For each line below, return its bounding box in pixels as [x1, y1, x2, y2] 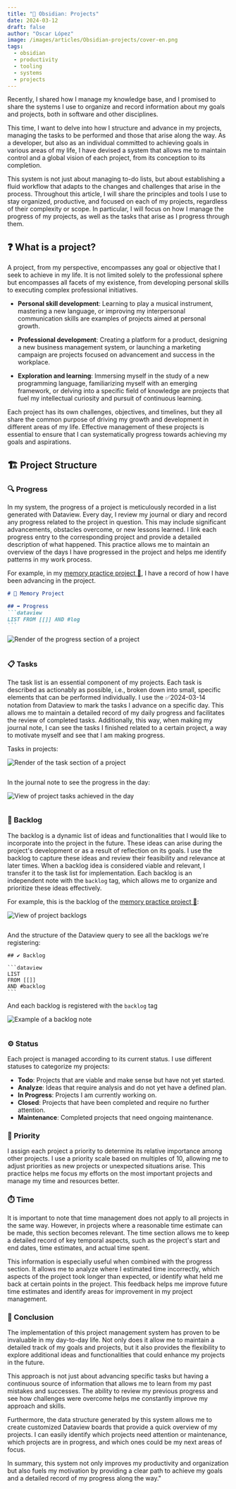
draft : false [7, 23, 46, 30]
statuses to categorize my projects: [7, 1062, 110, 1071]
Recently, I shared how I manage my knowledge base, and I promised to [7, 95, 216, 104]
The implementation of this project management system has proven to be [7, 1328, 221, 1337]
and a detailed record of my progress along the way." [7, 1474, 162, 1483]
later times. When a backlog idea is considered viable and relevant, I [7, 861, 206, 870]
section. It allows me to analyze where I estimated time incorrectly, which [7, 1264, 220, 1273]
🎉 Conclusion [7, 1312, 54, 1322]
